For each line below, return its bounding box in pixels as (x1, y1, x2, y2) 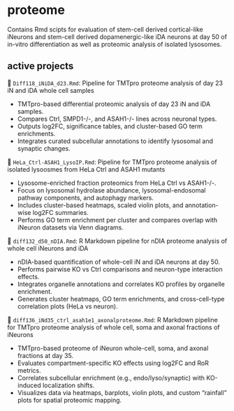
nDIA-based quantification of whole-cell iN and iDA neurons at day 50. (17, 257, 220, 266)
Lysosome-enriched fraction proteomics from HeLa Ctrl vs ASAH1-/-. (17, 179, 217, 187)
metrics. (17, 366, 42, 375)
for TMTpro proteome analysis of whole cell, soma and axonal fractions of (7, 323, 220, 331)
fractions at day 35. (17, 351, 74, 359)
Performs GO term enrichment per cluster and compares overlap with (17, 216, 218, 224)
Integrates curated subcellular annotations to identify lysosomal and (17, 137, 213, 145)
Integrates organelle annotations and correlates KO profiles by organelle (17, 280, 225, 288)
